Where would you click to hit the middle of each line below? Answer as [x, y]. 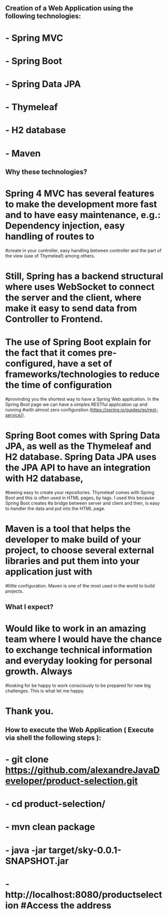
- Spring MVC [34, 38]
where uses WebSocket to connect [80, 287]
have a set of [85, 364]
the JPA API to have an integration [78, 468]
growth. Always [39, 671]
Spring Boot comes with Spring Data [83, 436]
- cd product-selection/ [55, 804]
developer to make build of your [73, 540]
